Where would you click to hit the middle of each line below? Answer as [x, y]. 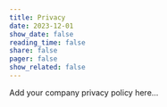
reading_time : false [48, 42]
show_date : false [42, 34]
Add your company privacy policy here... [84, 92]
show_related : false [48, 68]
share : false [33, 51]
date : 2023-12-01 [42, 26]
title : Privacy [38, 17]
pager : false [33, 59]
